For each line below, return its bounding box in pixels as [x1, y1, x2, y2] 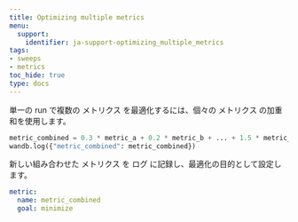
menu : [9, 21, 29, 30]
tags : [9, 46, 29, 55]
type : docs [9, 79, 50, 88]
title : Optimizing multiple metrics [9, 12, 145, 22]
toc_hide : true [9, 71, 66, 80]
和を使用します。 [9, 115, 71, 126]
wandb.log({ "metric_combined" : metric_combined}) [9, 141, 197, 151]
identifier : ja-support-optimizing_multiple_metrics [25, 37, 224, 47]
